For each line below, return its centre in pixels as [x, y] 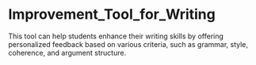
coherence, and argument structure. [67, 52]
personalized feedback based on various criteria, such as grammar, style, [128, 44]
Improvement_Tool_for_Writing [112, 14]
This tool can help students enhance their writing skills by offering [116, 36]
